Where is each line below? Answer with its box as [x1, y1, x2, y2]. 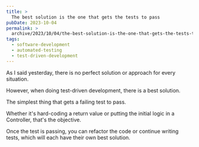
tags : [6, 36, 20, 42]
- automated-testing [11, 47, 62, 53]
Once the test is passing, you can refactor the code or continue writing [6, 127, 179, 135]
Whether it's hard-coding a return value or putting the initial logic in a [6, 110, 175, 117]
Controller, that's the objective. [6, 116, 82, 123]
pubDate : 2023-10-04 [6, 20, 57, 25]
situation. [6, 75, 29, 82]
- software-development [11, 42, 70, 48]
